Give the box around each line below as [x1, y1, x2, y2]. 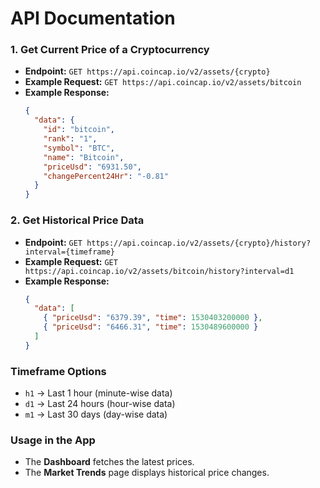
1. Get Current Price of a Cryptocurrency [10, 43, 210, 57]
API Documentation [10, 7, 176, 30]
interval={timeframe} [24, 247, 115, 257]
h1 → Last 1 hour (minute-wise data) [24, 387, 173, 399]
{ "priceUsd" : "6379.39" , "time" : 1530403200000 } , [43, 313, 263, 323]
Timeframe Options [10, 364, 107, 378]
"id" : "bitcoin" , [43, 125, 116, 135]
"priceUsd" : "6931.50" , [43, 162, 142, 172]
